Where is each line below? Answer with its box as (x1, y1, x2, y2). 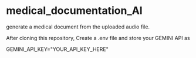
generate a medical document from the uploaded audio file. (6, 23, 150, 30)
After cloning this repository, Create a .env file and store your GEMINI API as (6, 34, 190, 41)
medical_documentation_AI (6, 4, 143, 17)
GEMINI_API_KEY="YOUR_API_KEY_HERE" (6, 45, 109, 53)
